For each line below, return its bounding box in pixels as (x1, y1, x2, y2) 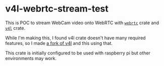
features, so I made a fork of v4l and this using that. (5, 40, 113, 46)
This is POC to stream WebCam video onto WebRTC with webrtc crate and (5, 20, 159, 26)
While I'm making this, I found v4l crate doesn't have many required (5, 35, 146, 41)
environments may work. (5, 55, 57, 61)
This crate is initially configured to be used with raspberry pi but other (5, 50, 150, 56)
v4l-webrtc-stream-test (5, 3, 108, 15)
